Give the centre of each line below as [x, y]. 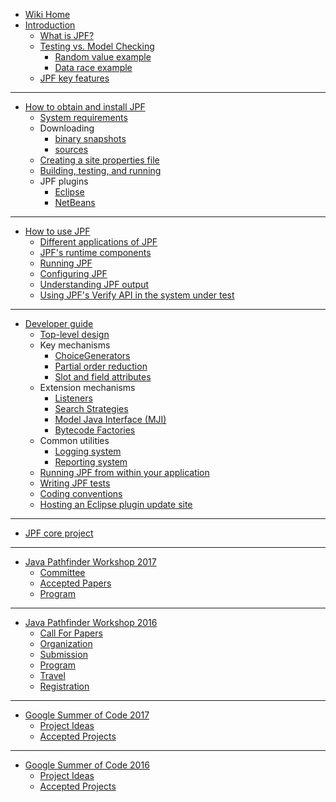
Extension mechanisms [87, 387]
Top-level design [74, 334]
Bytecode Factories [95, 430]
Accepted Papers [75, 583]
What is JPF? [67, 35]
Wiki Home [47, 14]
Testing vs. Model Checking [97, 46]
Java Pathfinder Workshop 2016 [91, 622]
